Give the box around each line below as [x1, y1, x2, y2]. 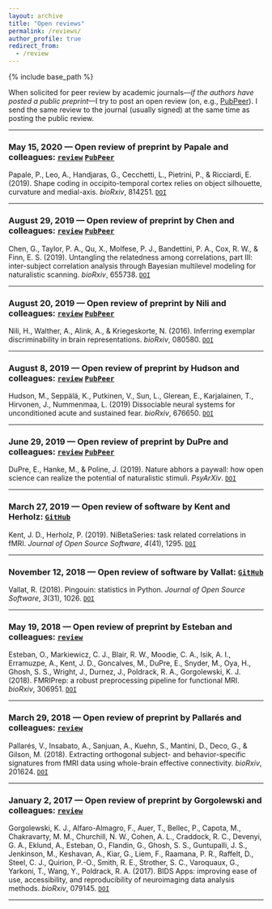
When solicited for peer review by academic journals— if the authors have [8, 88, 254, 97]
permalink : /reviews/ [8, 27, 82, 35]
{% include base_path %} [8, 72, 94, 81]
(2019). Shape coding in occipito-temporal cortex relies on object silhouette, [8, 179, 263, 188]
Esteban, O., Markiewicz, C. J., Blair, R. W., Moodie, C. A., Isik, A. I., [8, 650, 232, 660]
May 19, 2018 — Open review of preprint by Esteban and [8, 622, 233, 632]
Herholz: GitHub [8, 511, 71, 523]
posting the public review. [8, 114, 95, 123]
